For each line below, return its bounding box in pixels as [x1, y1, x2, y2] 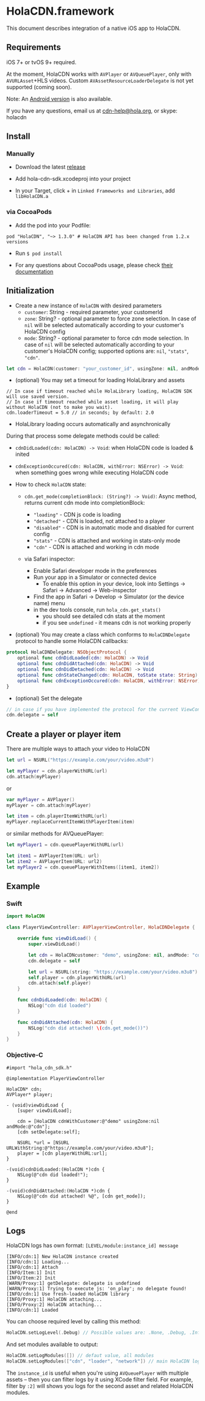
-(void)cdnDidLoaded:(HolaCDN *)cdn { [6, 1166, 105, 1172]
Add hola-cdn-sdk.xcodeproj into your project [15, 175, 131, 183]
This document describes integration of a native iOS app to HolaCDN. [6, 24, 181, 32]
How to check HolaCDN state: [15, 481, 87, 488]
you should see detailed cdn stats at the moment [42, 612, 165, 620]
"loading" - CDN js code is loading [33, 511, 121, 518]
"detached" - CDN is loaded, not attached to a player [33, 518, 166, 525]
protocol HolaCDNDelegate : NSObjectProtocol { [6, 649, 127, 655]
